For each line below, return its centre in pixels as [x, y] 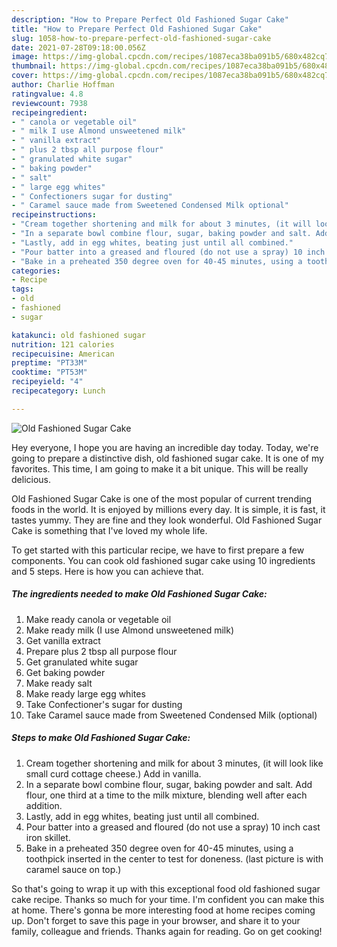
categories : [36, 271]
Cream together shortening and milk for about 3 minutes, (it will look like [174, 763]
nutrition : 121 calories [63, 344]
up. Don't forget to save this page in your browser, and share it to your [156, 920]
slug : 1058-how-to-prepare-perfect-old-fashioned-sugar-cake [141, 38]
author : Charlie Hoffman [63, 85]
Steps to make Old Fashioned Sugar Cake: [101, 738]
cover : [25, 76]
